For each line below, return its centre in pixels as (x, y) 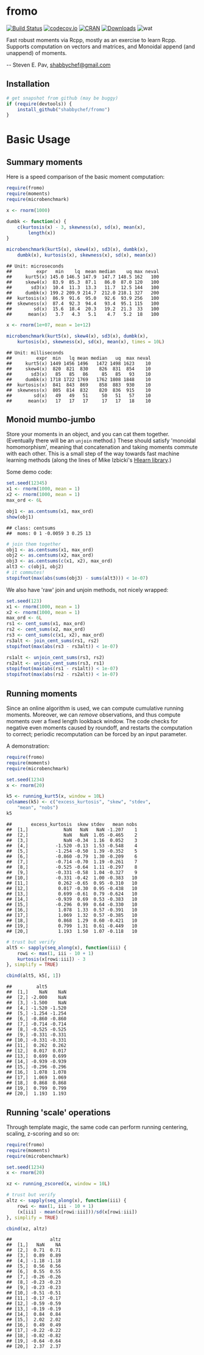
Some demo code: (30, 472)
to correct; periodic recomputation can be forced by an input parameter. (97, 734)
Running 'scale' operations (58, 1112)
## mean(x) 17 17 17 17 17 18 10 (79, 401)
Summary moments (44, 162)
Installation (28, 84)
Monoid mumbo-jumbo (51, 420)
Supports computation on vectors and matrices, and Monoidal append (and (101, 46)
